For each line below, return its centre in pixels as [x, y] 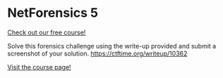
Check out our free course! [47, 32]
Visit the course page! [40, 67]
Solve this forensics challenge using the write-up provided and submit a [112, 46]
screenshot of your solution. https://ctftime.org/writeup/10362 [97, 53]
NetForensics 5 [53, 13]
